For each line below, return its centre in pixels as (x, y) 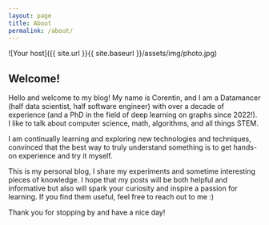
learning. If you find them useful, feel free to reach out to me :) (111, 197)
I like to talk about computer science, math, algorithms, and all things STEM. (133, 123)
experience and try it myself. (66, 156)
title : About (30, 23)
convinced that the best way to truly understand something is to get (120, 147)
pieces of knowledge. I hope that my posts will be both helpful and (118, 180)
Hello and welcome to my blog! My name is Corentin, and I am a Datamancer (134, 98)
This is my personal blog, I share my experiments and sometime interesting (132, 171)
